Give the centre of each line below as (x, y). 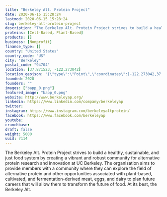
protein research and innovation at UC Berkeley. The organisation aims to (80, 163)
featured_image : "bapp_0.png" (37, 93)
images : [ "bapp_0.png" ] (30, 88)
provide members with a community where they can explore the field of (78, 168)
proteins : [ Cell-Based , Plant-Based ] (44, 33)
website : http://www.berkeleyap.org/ (44, 97)
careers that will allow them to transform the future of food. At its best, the (81, 184)
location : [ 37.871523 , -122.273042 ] (43, 70)
